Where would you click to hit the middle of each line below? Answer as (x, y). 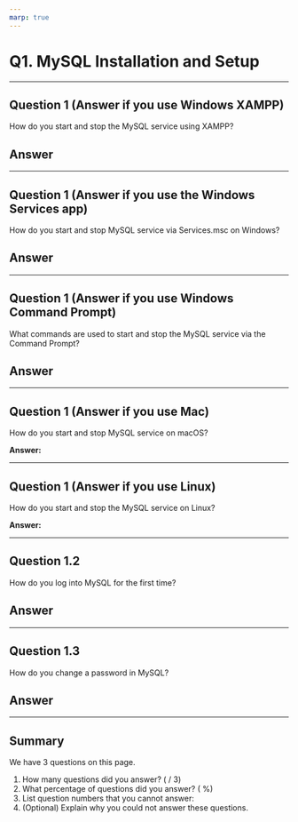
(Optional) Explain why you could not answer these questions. (135, 808)
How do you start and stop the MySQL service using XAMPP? (122, 126)
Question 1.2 (45, 561)
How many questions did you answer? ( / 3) (102, 779)
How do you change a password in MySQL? (89, 673)
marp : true (29, 17)
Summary (37, 741)
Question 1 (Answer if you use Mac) (110, 411)
